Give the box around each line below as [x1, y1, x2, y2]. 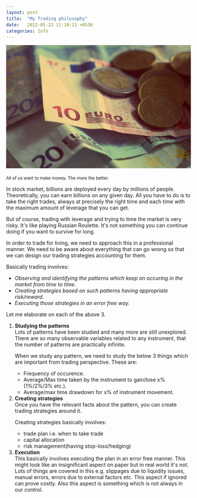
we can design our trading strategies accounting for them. [6, 252, 147, 259]
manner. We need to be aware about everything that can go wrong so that [6, 245, 185, 252]
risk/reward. [14, 293, 45, 300]
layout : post [6, 9, 38, 15]
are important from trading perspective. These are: [14, 358, 138, 365]
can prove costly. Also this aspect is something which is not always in [14, 480, 183, 487]
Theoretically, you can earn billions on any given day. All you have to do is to [6, 191, 191, 199]
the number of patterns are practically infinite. [14, 341, 126, 348]
